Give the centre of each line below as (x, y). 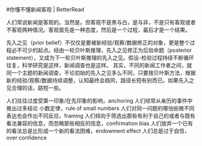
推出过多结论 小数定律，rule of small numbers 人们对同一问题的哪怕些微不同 (100, 108)
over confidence (26, 138)
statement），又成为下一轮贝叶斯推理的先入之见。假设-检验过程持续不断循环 (100, 58)
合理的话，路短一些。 (38, 88)
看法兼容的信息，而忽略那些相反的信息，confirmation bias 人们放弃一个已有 (100, 123)
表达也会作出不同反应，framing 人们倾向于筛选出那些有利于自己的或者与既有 (101, 116)
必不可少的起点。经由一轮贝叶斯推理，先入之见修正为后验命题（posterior (102, 50)
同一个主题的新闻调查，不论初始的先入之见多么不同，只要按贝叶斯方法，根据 (101, 73)
